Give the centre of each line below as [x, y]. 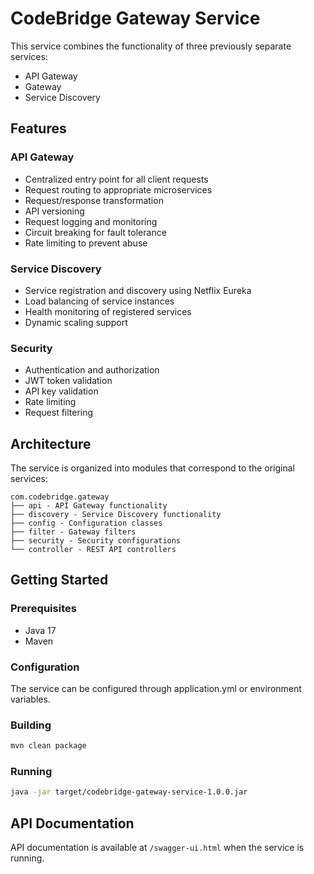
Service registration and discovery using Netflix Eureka [138, 290]
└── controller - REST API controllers [93, 550]
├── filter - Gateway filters [73, 532]
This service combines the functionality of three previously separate [151, 46]
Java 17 [40, 630]
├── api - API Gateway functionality [89, 506]
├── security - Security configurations [96, 541]
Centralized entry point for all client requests [116, 179]
